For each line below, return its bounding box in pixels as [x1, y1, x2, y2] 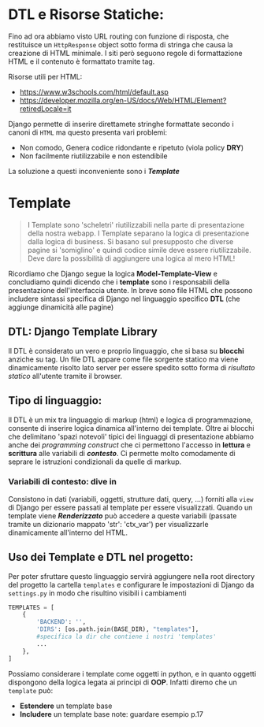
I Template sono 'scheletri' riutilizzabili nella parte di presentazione [27, 220, 245, 229]
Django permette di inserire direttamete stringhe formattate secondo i [8, 119, 234, 128]
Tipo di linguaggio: [8, 394, 102, 407]
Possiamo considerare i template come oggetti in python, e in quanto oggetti [8, 669, 257, 678]
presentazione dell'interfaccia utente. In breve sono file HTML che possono [8, 285, 253, 295]
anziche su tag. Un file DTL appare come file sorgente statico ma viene [8, 354, 239, 364]
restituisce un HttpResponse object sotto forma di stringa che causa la [8, 39, 233, 49]
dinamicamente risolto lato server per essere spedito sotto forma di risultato [8, 362, 255, 372]
